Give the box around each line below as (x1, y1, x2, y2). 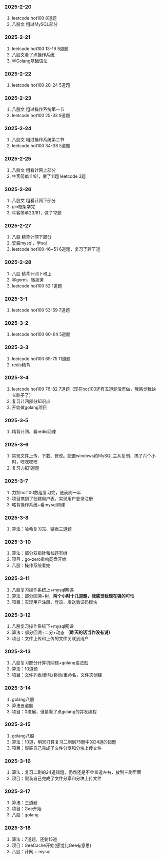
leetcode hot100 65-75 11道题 (11, 356, 71, 361)
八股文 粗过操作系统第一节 (11, 106, 64, 112)
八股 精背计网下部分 (11, 234, 52, 240)
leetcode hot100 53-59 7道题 (11, 307, 70, 313)
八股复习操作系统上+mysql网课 (11, 587, 74, 593)
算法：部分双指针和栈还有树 (11, 550, 68, 556)
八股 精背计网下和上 (11, 270, 52, 276)
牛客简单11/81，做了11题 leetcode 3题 (11, 173, 86, 179)
